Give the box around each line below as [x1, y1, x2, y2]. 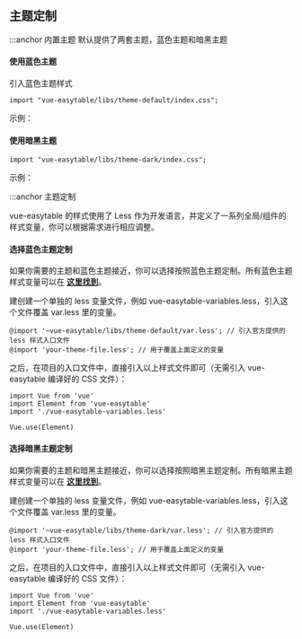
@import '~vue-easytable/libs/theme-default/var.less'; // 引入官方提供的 [9, 327, 286, 336]
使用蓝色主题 [9, 57, 57, 67]
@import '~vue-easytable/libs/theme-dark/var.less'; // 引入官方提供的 [9, 526, 274, 535]
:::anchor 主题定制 [9, 191, 76, 202]
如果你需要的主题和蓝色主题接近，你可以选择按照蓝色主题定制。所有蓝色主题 [9, 266, 293, 276]
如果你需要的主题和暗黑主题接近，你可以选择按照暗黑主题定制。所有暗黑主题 [9, 465, 293, 476]
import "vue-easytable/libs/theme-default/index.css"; [9, 96, 219, 105]
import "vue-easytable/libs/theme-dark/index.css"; [9, 155, 207, 164]
